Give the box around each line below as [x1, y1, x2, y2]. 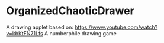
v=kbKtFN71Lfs [6, 29, 43, 37]
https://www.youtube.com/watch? [75, 24, 158, 31]
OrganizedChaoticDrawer [6, 4, 134, 18]
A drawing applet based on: [6, 24, 74, 31]
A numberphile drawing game [44, 29, 117, 37]
